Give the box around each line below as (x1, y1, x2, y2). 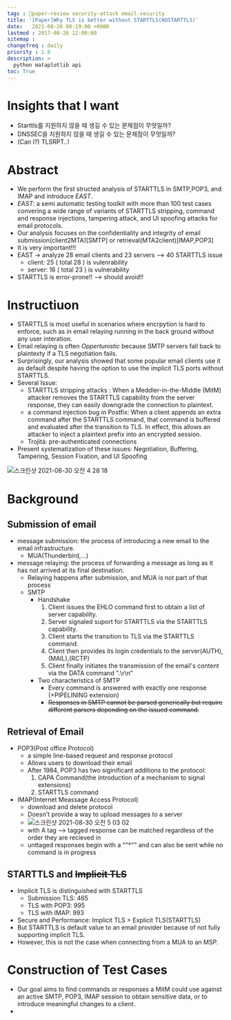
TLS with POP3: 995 (27, 901, 85, 909)
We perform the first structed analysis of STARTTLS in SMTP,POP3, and (17, 185, 222, 193)
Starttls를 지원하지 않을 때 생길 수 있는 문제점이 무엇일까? (17, 122, 171, 130)
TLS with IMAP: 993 (27, 908, 85, 916)
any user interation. (17, 334, 72, 343)
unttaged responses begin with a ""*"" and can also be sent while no (27, 841, 223, 849)
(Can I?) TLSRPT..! (17, 138, 70, 146)
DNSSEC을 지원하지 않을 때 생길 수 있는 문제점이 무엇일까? (17, 130, 176, 138)
